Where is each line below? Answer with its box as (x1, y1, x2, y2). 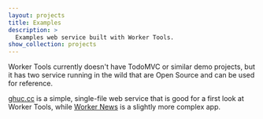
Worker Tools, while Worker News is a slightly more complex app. (8, 103, 221, 112)
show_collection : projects (8, 41, 97, 49)
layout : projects (8, 11, 65, 20)
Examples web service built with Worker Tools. (15, 33, 175, 41)
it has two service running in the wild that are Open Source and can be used (8, 70, 255, 80)
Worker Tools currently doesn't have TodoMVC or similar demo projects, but (8, 62, 256, 71)
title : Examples (8, 19, 61, 27)
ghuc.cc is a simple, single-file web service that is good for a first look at (8, 94, 244, 103)
